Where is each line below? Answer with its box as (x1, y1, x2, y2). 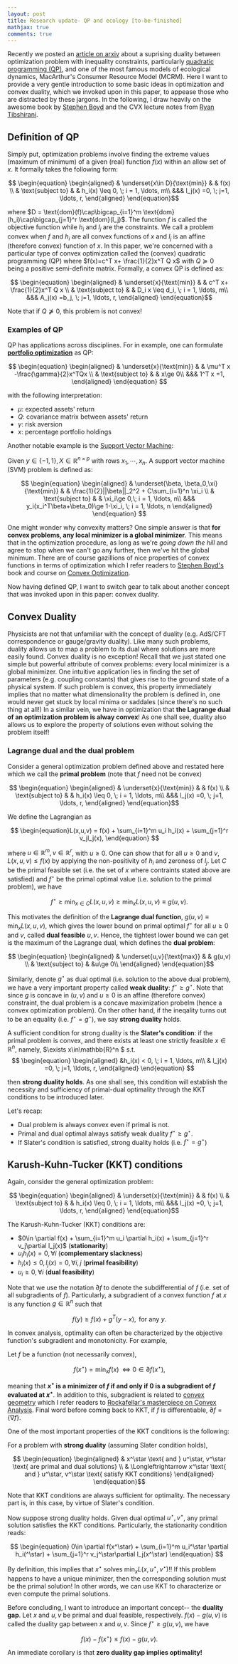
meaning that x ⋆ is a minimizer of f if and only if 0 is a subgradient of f (7, 1381, 216, 1391)
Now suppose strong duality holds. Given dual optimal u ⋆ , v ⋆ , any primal (7, 1512, 218, 1522)
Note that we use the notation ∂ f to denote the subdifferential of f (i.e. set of (7, 1283, 229, 1292)
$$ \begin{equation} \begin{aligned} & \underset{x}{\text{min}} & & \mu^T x (8, 362, 231, 370)
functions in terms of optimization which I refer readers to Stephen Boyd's (7, 561, 224, 570)
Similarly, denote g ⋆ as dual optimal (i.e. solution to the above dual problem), (7, 973, 232, 983)
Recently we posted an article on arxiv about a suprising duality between (7, 50, 221, 58)
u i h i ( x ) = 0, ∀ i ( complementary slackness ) (17, 1249, 144, 1260)
